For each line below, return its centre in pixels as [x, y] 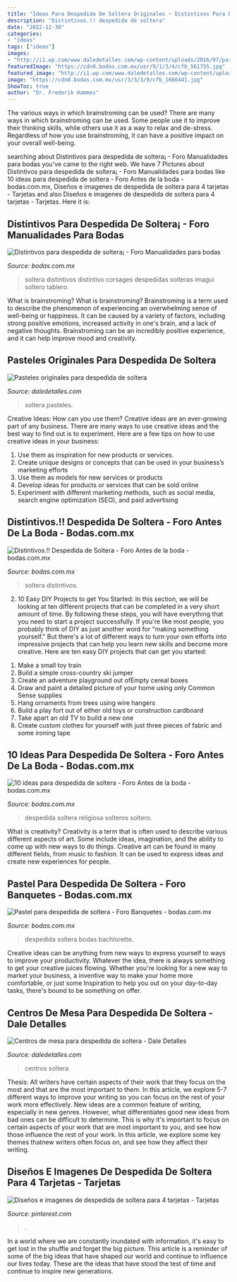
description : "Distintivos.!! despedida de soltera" [86, 21]
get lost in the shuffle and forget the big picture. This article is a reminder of [117, 1248]
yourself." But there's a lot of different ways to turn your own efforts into [122, 636]
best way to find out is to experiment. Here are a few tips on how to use [111, 433]
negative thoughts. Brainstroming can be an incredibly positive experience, [116, 330]
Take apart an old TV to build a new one [75, 718]
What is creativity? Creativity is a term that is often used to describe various [117, 832]
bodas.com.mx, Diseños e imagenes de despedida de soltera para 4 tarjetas [118, 187]
